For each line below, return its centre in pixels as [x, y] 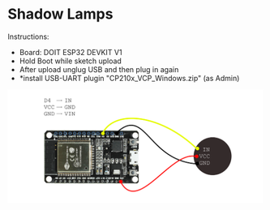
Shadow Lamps [60, 14]
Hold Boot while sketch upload [71, 61]
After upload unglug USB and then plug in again [99, 69]
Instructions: [28, 36]
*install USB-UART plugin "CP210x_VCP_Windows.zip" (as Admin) [129, 78]
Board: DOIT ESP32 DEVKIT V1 [71, 52]
